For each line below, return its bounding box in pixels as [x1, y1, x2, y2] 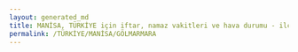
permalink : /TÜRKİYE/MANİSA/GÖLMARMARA [9, 29, 157, 38]
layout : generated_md [9, 12, 90, 22]
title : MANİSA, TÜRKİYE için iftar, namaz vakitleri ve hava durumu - [9, 21, 276, 30]
